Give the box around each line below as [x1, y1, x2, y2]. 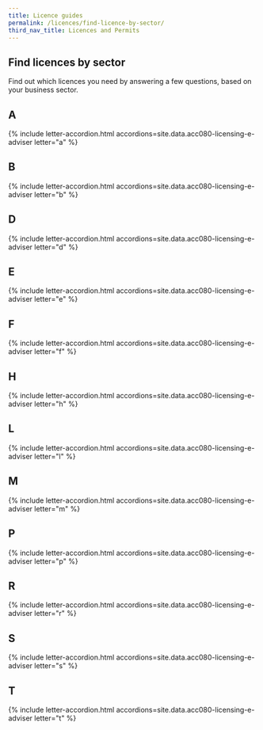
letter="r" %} [34, 609, 77, 618]
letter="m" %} [34, 504, 81, 513]
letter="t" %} [34, 713, 77, 723]
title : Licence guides [8, 11, 83, 20]
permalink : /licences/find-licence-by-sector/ [8, 19, 165, 27]
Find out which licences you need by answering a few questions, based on [8, 77, 252, 86]
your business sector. [8, 85, 79, 95]
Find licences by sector [8, 55, 126, 69]
